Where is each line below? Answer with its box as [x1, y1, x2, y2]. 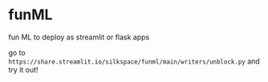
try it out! [8, 64, 39, 74]
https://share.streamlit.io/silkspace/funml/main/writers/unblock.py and [8, 56, 261, 66]
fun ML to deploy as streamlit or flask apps [8, 32, 150, 42]
